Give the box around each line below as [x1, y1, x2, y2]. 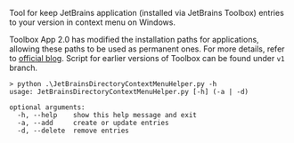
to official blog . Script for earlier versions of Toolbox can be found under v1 [9, 53, 285, 63]
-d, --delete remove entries [17, 126, 129, 135]
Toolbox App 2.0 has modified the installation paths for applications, [9, 35, 260, 44]
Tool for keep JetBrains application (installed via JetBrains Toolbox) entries [9, 8, 285, 18]
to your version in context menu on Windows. [9, 17, 176, 28]
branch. [9, 62, 38, 73]
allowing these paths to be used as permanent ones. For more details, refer [9, 44, 285, 54]
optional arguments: [9, 103, 86, 112]
